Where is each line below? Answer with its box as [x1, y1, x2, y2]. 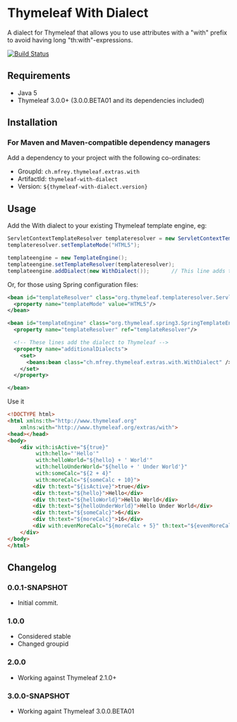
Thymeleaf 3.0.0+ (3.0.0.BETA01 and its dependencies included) [17, 96, 205, 104]
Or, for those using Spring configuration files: [7, 280, 139, 288]
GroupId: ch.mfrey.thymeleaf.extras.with [17, 167, 140, 176]
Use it [7, 397, 25, 406]
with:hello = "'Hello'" [35, 450, 99, 458]
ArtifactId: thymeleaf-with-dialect [17, 175, 119, 183]
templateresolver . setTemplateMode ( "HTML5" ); [7, 242, 140, 249]
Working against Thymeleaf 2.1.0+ [17, 673, 117, 682]
